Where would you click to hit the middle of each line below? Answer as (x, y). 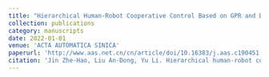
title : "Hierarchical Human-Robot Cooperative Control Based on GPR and (132, 16)
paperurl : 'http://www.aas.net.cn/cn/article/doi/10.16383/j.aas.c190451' (136, 53)
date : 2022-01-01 (37, 38)
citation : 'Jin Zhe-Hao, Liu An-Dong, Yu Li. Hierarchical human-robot (130, 61)
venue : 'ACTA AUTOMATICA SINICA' (64, 46)
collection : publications (51, 23)
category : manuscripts (46, 30)
